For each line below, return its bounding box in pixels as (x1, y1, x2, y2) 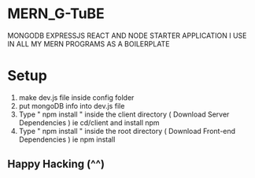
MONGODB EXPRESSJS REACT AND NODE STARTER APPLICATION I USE (7, 31, 247, 40)
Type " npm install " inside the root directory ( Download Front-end (18, 126, 236, 135)
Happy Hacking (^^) (7, 158, 105, 171)
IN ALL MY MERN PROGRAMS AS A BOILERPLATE (7, 39, 170, 48)
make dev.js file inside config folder (18, 92, 135, 102)
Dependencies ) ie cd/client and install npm (18, 117, 160, 127)
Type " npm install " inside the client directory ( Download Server (18, 109, 230, 119)
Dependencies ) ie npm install (18, 135, 116, 144)
